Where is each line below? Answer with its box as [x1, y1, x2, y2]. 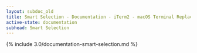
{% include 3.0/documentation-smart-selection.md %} [6, 41, 138, 48]
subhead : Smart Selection [6, 24, 69, 31]
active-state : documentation [6, 19, 77, 25]
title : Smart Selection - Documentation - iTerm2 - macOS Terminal [6, 14, 175, 20]
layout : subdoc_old [6, 8, 54, 15]
